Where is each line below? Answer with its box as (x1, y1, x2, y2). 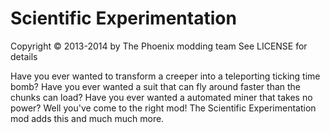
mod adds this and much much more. (10, 112, 165, 124)
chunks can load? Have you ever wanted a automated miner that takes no (10, 91, 313, 103)
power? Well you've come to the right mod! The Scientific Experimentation (10, 102, 317, 114)
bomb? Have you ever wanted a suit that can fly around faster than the (10, 80, 302, 92)
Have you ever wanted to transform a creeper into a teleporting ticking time (10, 70, 321, 82)
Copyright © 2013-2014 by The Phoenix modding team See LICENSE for (10, 40, 308, 52)
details (10, 50, 38, 62)
